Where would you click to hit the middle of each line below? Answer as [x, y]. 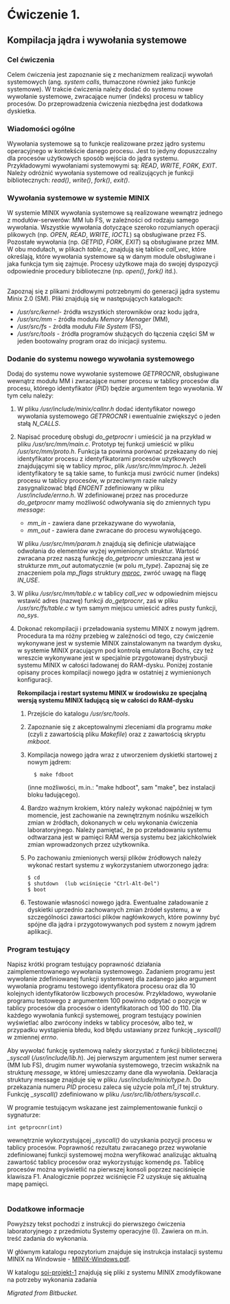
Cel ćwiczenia [31, 60]
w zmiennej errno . [33, 1038]
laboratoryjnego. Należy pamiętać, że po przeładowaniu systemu [119, 830]
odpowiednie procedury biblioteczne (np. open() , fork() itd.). [93, 271]
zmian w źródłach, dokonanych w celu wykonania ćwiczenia [112, 823]
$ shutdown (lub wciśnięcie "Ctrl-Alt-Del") [93, 884]
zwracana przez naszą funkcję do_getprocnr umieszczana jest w [109, 558]
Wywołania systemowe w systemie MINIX [78, 198]
